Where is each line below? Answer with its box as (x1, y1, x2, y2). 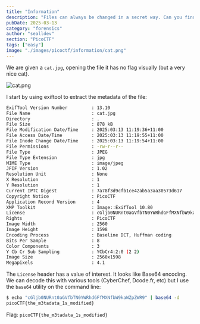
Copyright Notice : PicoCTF (6, 193, 116, 200)
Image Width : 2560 (6, 221, 108, 227)
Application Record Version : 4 (6, 199, 100, 205)
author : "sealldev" (6, 31, 55, 37)
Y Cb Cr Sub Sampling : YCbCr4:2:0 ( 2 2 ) (6, 248, 140, 255)
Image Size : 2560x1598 (6, 254, 121, 260)
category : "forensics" (6, 25, 62, 32)
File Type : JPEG (6, 149, 108, 155)
